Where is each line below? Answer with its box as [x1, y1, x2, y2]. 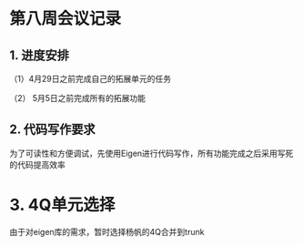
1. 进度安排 [9, 47, 70, 63]
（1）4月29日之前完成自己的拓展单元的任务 [9, 74, 171, 84]
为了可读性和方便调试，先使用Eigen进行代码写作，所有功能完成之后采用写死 [9, 148, 294, 159]
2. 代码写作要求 [9, 122, 96, 138]
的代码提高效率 [9, 159, 66, 169]
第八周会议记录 [9, 8, 122, 29]
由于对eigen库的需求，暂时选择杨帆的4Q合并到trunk [9, 226, 205, 237]
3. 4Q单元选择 [9, 195, 116, 215]
